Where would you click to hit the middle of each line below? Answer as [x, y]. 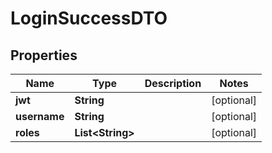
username [40, 116]
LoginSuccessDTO [89, 18]
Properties [44, 55]
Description [173, 83]
